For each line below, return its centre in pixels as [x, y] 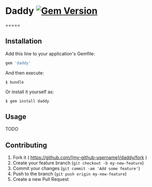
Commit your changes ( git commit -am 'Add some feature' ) [76, 169]
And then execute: [25, 73]
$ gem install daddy [27, 101]
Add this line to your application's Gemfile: [50, 53]
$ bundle [15, 82]
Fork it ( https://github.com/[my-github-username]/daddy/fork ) [80, 158]
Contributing [26, 145]
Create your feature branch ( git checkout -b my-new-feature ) [78, 163]
